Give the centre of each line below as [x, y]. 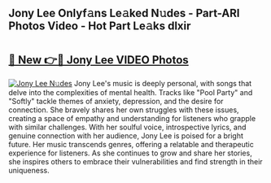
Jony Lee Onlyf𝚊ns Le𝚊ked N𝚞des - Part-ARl [124, 13]
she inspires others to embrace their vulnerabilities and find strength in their [135, 161]
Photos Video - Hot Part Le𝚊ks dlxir [100, 26]
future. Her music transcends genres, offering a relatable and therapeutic [131, 144]
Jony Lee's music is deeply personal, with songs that [163, 83]
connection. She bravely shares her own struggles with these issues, [124, 110]
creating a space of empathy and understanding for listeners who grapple [132, 118]
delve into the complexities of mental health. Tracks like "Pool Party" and [131, 92]
